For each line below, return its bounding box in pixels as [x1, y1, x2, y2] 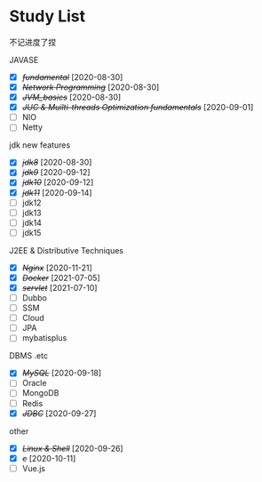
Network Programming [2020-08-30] [21, 82, 160, 92]
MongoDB [21, 388, 60, 398]
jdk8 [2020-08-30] [21, 157, 92, 168]
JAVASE [9, 54, 39, 65]
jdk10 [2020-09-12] [21, 177, 94, 188]
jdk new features [9, 140, 71, 150]
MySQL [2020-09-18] [21, 367, 102, 379]
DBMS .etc [9, 350, 49, 361]
